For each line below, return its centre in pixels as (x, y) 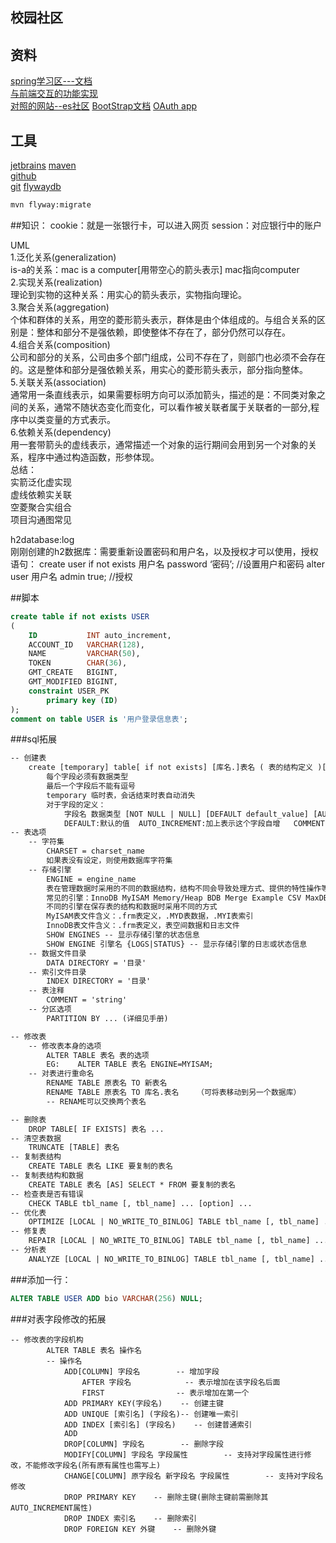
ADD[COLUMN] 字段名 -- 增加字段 (141, 1371)
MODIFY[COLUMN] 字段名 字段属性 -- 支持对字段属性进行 (184, 1454)
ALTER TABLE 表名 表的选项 (98, 1055)
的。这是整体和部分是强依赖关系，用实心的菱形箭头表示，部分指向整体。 (159, 369)
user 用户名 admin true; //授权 (71, 576)
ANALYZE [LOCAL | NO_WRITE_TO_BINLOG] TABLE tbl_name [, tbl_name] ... (180, 1259)
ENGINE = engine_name (91, 879)
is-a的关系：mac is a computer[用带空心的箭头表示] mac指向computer (155, 269)
